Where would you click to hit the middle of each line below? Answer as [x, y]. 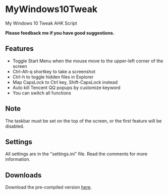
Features [19, 49]
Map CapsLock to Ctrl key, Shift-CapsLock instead [65, 82]
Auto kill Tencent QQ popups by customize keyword [66, 87]
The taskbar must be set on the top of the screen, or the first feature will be [83, 121]
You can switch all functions [42, 93]
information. [18, 159]
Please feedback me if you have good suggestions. [60, 33]
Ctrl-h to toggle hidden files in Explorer [53, 77]
